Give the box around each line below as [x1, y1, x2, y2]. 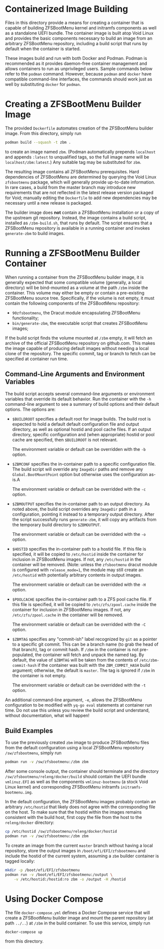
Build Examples [5, 726, 53, 735]
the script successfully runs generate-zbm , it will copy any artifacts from [12, 516, 157, 522]
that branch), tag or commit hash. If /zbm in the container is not [12, 646, 139, 652]
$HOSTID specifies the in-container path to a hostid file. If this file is [12, 546, 146, 552]
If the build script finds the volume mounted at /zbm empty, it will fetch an [5, 335, 153, 341]
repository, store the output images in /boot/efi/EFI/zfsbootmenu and [5, 847, 146, 853]
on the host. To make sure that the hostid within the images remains [5, 809, 142, 815]
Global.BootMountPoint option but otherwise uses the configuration [12, 471, 148, 477]
